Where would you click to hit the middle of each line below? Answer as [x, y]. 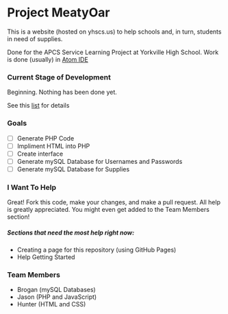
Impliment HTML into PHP [53, 146]
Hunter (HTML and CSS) [51, 304]
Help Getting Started [46, 257]
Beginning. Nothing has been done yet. [62, 92]
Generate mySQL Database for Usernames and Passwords [100, 161]
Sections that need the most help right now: [71, 232]
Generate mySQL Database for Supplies [73, 169]
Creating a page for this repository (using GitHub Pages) [97, 250]
